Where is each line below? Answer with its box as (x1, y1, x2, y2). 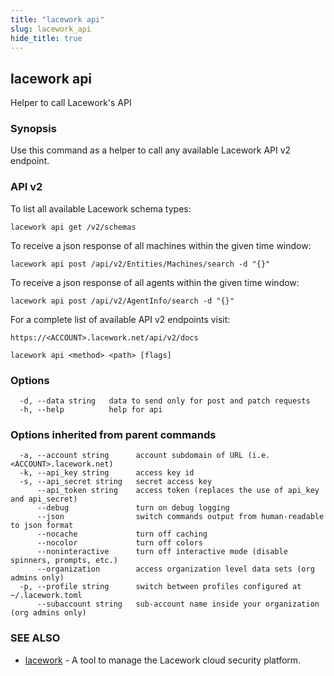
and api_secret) (10, 494, 78, 505)
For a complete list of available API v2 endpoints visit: (10, 313, 231, 325)
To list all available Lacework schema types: (10, 202, 192, 215)
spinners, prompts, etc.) (10, 556, 118, 566)
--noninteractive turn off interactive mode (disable (36, 547, 288, 557)
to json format (10, 521, 74, 531)
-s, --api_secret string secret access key (19, 477, 213, 487)
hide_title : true (10, 33, 83, 43)
